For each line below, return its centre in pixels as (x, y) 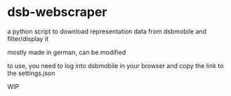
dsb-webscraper (57, 12)
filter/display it (28, 38)
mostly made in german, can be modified (67, 52)
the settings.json (31, 73)
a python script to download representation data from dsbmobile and (107, 31)
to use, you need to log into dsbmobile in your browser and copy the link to (115, 65)
